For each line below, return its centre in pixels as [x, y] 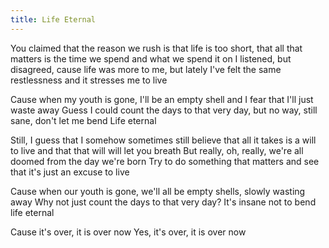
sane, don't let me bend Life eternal [83, 120]
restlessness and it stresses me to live [89, 80]
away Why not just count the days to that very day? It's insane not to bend [163, 202]
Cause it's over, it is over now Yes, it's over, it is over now [128, 232]
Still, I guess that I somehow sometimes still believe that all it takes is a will [163, 140]
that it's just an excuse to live [70, 172]
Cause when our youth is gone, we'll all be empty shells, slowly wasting [158, 191]
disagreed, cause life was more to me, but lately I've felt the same [146, 69]
